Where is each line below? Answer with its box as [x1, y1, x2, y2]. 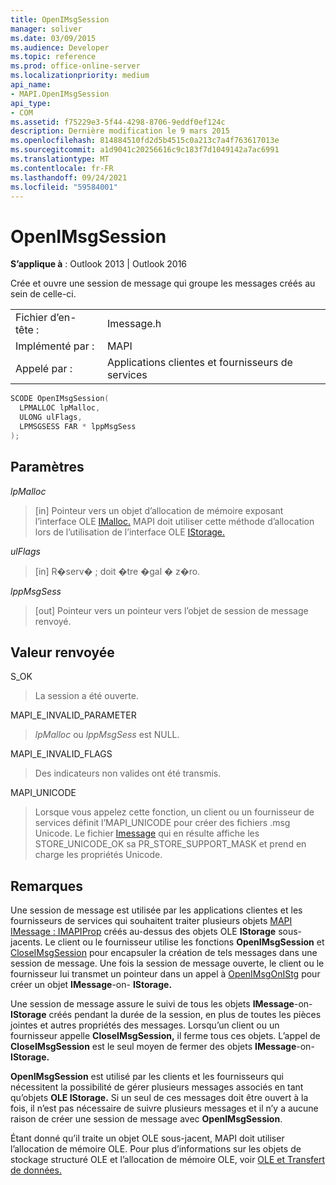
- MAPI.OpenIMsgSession [10, 89, 110, 99]
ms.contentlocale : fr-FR [10, 163, 114, 173]
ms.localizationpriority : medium [10, 71, 150, 81]
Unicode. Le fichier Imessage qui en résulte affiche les [34, 827, 260, 840]
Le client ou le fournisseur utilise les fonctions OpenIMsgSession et [44, 936, 325, 948]
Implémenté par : [15, 339, 95, 353]
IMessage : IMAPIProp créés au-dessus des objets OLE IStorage [10, 926, 277, 938]
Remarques [10, 877, 84, 895]
